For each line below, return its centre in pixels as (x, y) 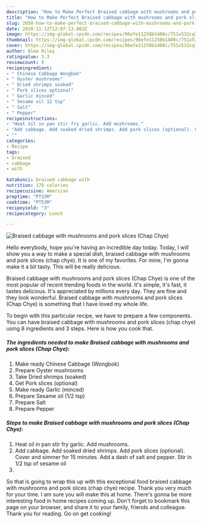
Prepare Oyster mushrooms (49, 370)
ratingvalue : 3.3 (28, 57)
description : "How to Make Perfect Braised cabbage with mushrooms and (98, 12)
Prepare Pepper (35, 409)
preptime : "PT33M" (29, 197)
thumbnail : (20, 40)
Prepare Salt (30, 402)
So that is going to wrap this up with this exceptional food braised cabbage (99, 482)
